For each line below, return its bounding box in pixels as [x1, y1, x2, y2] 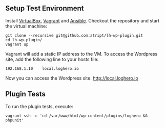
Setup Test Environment [5, 4, 84, 13]
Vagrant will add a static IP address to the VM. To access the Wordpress [5, 50, 158, 57]
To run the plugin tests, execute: [5, 103, 73, 109]
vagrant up [5, 42, 29, 47]
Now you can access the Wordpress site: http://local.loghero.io [5, 75, 138, 81]
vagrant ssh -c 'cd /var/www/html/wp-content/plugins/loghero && [5, 113, 148, 118]
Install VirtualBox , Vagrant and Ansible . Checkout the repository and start [5, 17, 160, 23]
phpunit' [5, 117, 24, 123]
